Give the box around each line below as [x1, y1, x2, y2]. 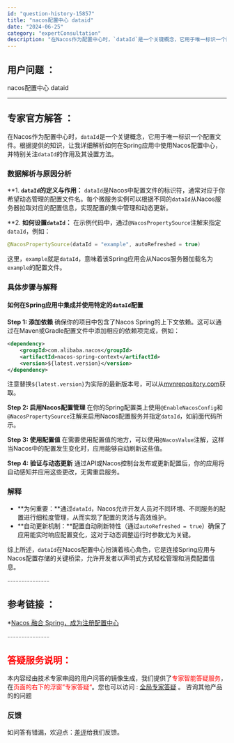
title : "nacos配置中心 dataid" [7, 17, 94, 24]
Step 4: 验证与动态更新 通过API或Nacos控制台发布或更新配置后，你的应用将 [7, 459, 225, 467]
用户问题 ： [7, 63, 56, 75]
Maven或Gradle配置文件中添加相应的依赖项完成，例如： [19, 327, 180, 335]
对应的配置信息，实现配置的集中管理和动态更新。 [31, 204, 172, 212]
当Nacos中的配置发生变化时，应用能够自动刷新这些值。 [7, 444, 166, 453]
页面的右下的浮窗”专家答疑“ [13, 683, 93, 691]
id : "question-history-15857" [7, 10, 95, 17]
